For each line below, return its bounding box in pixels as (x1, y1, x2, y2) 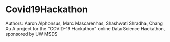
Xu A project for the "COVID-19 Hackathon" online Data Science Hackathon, (5, 25, 165, 31)
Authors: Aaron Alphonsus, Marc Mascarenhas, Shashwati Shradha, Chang (5, 20, 163, 26)
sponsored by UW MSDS (5, 31, 58, 37)
